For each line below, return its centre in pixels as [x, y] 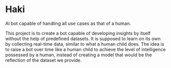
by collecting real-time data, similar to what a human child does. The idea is [85, 44]
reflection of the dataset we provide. [44, 60]
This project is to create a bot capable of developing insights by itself [78, 33]
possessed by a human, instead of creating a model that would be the [79, 55]
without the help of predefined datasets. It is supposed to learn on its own [83, 39]
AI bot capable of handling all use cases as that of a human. [68, 23]
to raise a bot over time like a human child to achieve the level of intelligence [86, 49]
